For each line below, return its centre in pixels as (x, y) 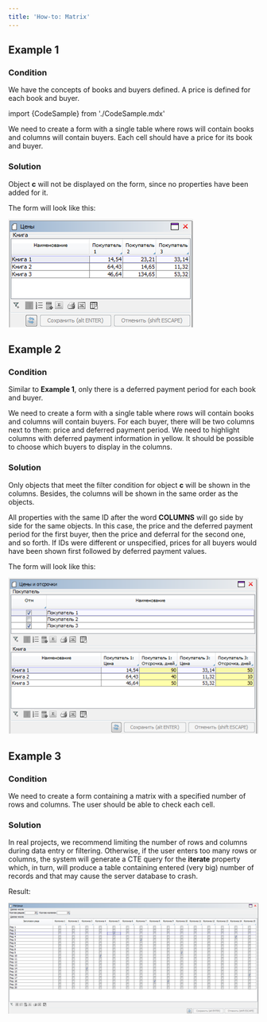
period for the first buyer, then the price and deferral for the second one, (127, 534)
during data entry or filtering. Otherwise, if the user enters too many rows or (133, 851)
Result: (19, 892)
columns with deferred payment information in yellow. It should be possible (131, 439)
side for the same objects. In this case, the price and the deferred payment (131, 525)
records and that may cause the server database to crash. (103, 876)
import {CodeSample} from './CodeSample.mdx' (87, 114)
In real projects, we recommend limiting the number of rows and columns (128, 842)
